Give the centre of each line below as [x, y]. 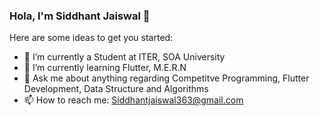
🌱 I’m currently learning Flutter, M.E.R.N [105, 68]
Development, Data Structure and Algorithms [116, 89]
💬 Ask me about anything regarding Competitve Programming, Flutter [166, 78]
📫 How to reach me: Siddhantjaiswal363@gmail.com [133, 100]
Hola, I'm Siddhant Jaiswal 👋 [80, 16]
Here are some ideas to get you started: [91, 38]
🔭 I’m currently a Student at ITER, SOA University [124, 57]
